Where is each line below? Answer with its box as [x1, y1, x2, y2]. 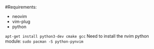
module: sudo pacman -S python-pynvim [5, 38, 84, 44]
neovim [12, 14, 27, 19]
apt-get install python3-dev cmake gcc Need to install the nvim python [5, 33, 149, 39]
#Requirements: [5, 4, 37, 10]
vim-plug [12, 19, 31, 24]
